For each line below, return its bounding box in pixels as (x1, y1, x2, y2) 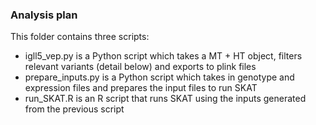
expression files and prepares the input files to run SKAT (24, 82, 258, 94)
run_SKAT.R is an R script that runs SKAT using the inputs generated (24, 93, 307, 105)
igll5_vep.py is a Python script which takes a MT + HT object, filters (24, 50, 303, 62)
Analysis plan (10, 8, 78, 22)
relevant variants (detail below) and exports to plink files (24, 61, 257, 73)
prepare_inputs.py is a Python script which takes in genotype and (24, 71, 295, 83)
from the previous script (24, 103, 125, 115)
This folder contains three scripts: (10, 31, 150, 43)
